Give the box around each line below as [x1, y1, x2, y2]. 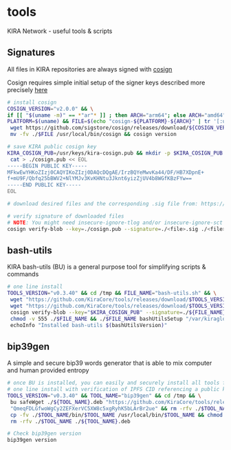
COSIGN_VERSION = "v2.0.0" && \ [7, 105, 94, 112]
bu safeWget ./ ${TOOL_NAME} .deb [10, 398, 103, 405]
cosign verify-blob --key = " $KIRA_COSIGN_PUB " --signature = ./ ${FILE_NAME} [10, 308, 226, 316]
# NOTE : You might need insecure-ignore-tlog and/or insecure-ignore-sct [7, 219, 223, 226]
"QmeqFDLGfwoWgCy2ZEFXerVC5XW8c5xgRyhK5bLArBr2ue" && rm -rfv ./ [10, 405, 201, 412]
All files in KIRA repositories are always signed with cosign [7, 65, 173, 73]
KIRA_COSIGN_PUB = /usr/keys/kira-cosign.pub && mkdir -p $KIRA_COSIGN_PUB [7, 149, 223, 157]
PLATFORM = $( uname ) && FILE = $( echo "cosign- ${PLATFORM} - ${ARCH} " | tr [7, 118, 211, 125]
